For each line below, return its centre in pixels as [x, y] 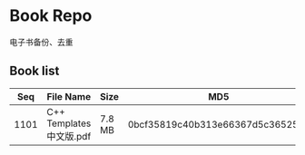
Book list [34, 71]
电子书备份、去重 [41, 42]
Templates [69, 123]
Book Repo [51, 16]
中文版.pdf [69, 136]
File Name [69, 96]
